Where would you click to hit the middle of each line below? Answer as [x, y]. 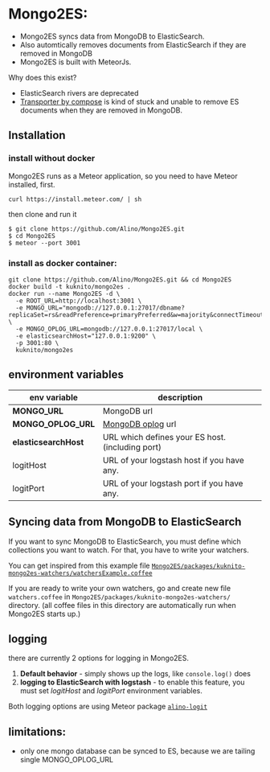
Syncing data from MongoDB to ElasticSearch [125, 522]
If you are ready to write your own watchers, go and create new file [120, 588]
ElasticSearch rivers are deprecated [79, 92]
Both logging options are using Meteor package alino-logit [108, 706]
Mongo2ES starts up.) [45, 614]
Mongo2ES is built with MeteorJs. [76, 62]
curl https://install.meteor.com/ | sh [75, 199]
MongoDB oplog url [140, 424]
